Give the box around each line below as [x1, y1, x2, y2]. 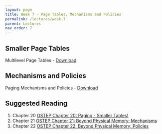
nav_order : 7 [5, 26, 32, 31]
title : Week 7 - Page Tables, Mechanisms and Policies [5, 12, 122, 17]
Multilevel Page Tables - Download [5, 57, 77, 63]
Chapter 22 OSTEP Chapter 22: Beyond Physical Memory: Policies [12, 123, 149, 129]
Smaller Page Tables [5, 44, 70, 53]
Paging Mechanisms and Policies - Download [5, 85, 98, 91]
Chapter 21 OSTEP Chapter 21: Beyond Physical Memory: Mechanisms [12, 118, 157, 124]
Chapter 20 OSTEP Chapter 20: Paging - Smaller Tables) [12, 112, 129, 118]
